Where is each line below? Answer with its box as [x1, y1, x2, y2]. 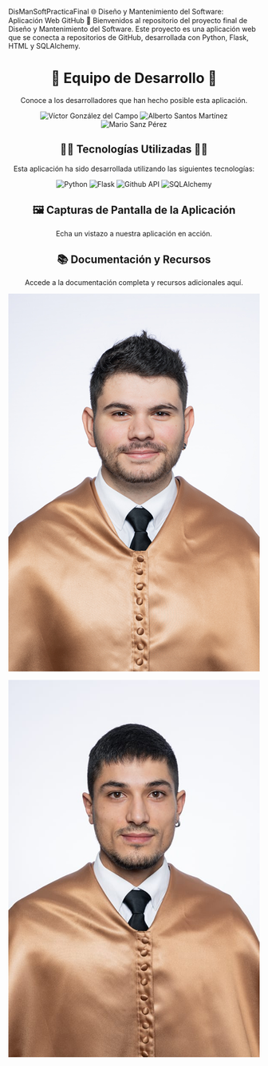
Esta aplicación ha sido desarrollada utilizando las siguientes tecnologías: [13, 164, 255, 173]
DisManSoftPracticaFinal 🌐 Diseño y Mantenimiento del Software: [8, 7, 224, 16]
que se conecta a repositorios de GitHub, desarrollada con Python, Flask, [8, 33, 249, 42]
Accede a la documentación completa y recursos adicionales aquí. [25, 278, 243, 287]
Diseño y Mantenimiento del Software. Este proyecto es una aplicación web [8, 24, 257, 34]
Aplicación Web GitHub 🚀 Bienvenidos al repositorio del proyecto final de [8, 16, 248, 25]
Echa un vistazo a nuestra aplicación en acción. [55, 228, 213, 238]
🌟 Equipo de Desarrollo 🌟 [50, 69, 218, 87]
